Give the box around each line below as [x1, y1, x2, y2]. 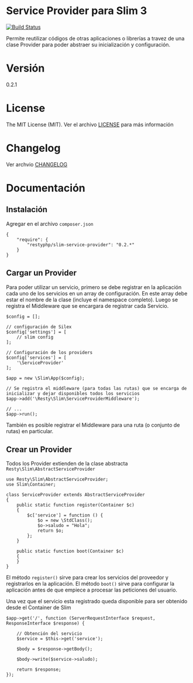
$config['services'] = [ [6, 355, 67, 361]
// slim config [16, 334, 54, 340]
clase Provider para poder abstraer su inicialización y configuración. [6, 41, 171, 48]
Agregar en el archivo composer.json [6, 220, 94, 227]
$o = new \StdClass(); [37, 518, 93, 524]
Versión [6, 62, 45, 75]
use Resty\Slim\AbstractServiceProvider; [6, 477, 109, 482]
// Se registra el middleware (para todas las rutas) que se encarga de [6, 385, 187, 391]
